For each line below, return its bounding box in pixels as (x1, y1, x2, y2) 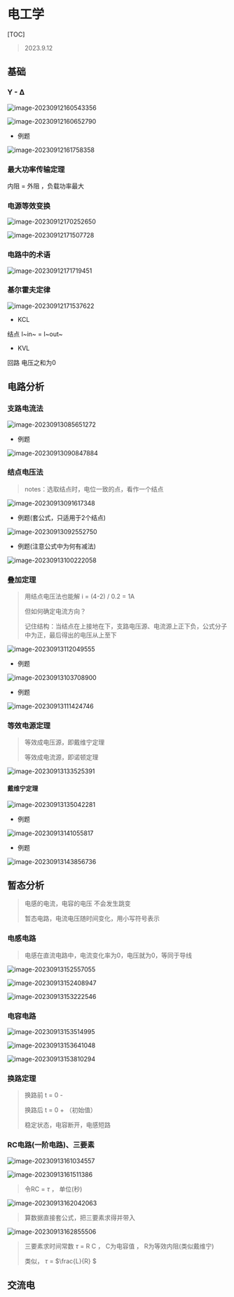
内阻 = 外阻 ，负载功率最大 (7, 181, 85, 190)
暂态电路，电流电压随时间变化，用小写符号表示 (24, 915, 160, 923)
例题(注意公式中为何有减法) (17, 542, 97, 550)
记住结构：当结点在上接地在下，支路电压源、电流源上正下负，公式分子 (24, 622, 228, 631)
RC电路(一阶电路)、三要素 (7, 1140, 95, 1150)
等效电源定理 (7, 721, 51, 731)
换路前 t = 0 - (24, 1091, 63, 1099)
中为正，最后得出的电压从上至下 (24, 631, 117, 640)
